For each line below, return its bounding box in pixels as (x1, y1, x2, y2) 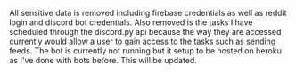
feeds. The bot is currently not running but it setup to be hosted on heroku (9, 45, 283, 56)
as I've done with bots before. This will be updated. (9, 55, 198, 65)
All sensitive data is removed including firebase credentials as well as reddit (9, 8, 287, 18)
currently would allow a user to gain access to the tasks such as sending (9, 36, 276, 46)
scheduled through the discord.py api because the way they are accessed (9, 27, 282, 37)
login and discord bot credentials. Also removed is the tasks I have (9, 17, 253, 28)
